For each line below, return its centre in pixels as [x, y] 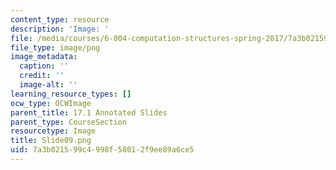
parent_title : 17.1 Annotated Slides [89, 112]
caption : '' [44, 66]
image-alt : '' [48, 85]
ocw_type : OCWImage [51, 103]
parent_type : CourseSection [69, 122]
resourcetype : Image [53, 131]
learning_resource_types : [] [71, 94]
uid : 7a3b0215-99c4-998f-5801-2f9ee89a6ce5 [102, 150]
